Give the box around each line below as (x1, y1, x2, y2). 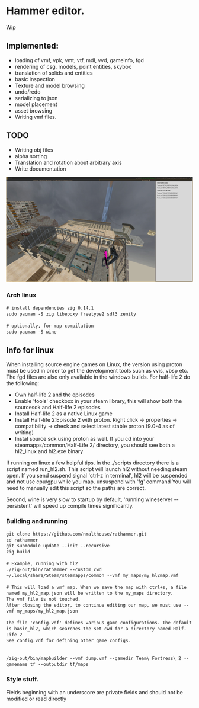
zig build (6, 549, 31, 555)
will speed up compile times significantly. (33, 502, 134, 510)
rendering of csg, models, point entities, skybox (14, 63, 131, 70)
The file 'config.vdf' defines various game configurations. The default (6, 620, 192, 626)
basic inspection (14, 75, 55, 82)
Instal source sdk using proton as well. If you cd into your (14, 435, 155, 443)
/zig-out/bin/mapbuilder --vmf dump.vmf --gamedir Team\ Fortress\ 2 (6, 656, 182, 662)
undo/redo (14, 88, 41, 95)
